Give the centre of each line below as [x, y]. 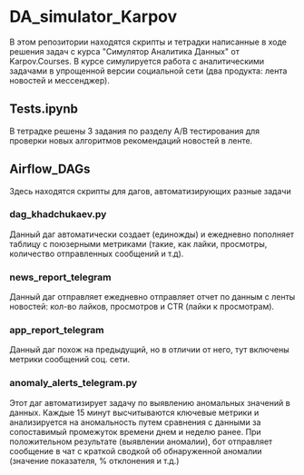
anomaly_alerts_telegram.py [74, 383]
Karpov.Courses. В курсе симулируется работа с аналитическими [137, 61]
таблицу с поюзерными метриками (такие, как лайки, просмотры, [138, 243]
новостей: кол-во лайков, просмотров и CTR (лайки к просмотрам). [142, 307]
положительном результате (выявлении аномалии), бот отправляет [141, 441]
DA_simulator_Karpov [93, 17]
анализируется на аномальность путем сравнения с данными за [135, 422]
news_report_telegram [60, 277]
